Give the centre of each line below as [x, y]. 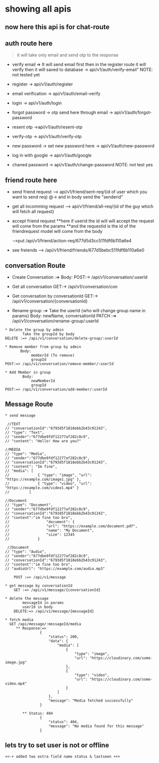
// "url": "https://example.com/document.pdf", [71, 526]
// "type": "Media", [26, 454]
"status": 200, [64, 637]
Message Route [29, 404]
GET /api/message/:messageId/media [45, 624]
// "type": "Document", [29, 505]
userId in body [38, 607]
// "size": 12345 [40, 534]
